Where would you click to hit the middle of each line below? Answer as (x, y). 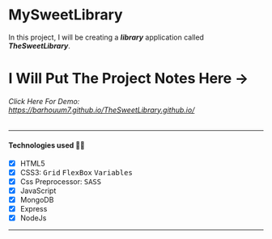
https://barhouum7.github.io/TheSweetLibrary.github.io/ (102, 110)
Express (34, 208)
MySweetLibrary (66, 15)
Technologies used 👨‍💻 (47, 145)
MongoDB (37, 199)
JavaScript (38, 191)
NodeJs (33, 218)
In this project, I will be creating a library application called (106, 37)
